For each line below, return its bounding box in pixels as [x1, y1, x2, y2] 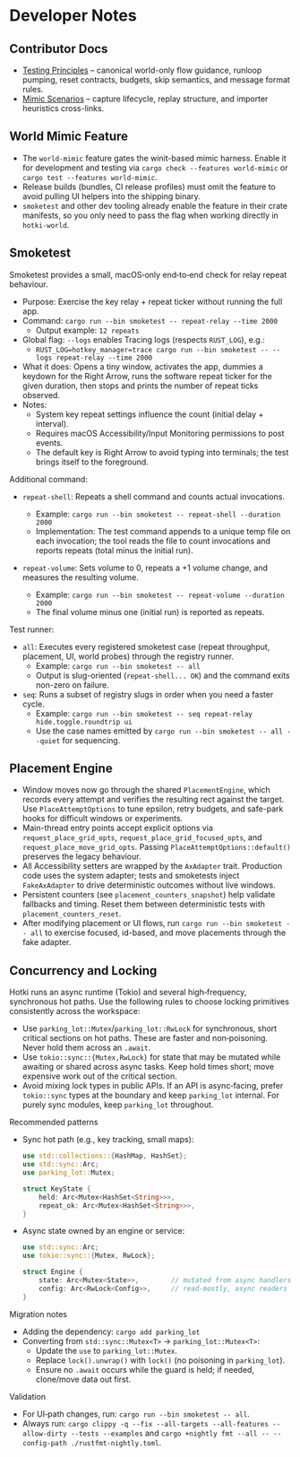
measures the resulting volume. [21, 571, 139, 583]
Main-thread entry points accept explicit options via [21, 822, 213, 834]
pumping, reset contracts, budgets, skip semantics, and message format [21, 74, 291, 85]
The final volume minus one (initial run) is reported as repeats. [35, 606, 266, 617]
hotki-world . [21, 219, 70, 230]
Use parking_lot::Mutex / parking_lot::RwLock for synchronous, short [21, 1023, 278, 1034]
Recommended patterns [9, 1117, 99, 1128]
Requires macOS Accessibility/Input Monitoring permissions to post [35, 428, 285, 438]
